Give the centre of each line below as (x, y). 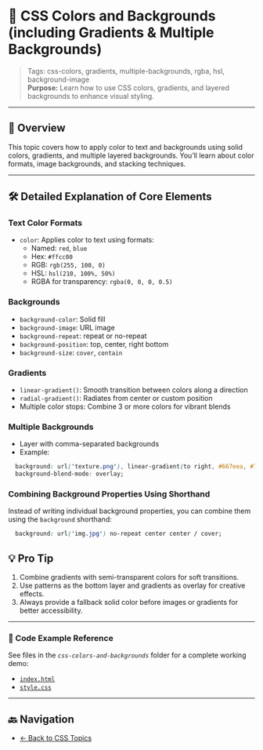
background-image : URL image (67, 327)
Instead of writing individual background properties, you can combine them (130, 511)
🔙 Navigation (41, 719)
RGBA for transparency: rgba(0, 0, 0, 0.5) (102, 282)
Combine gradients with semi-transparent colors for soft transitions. (129, 577)
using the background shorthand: (60, 519)
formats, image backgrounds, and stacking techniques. (97, 163)
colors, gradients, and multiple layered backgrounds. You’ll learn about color (131, 155)
